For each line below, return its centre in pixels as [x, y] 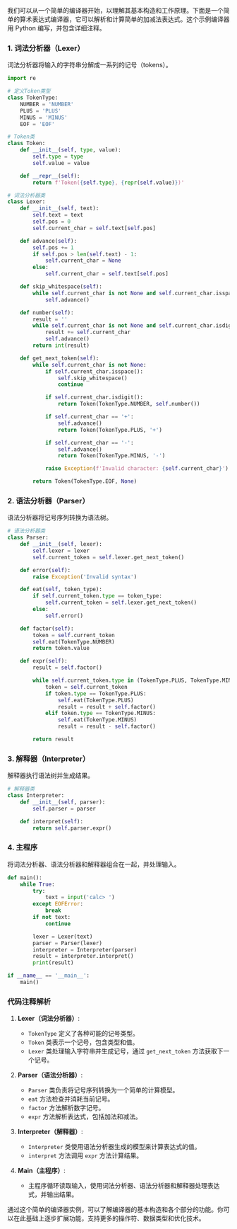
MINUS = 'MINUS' [44, 118]
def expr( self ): [44, 661]
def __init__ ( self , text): [60, 208]
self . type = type [58, 157]
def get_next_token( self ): [60, 358]
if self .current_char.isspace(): [94, 371]
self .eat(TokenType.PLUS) [96, 700]
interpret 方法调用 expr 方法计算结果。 [85, 1155]
